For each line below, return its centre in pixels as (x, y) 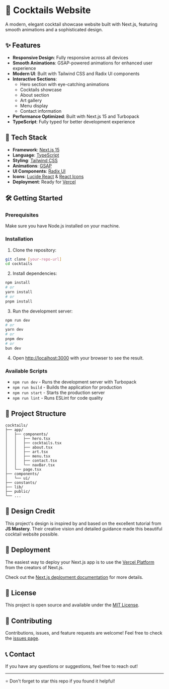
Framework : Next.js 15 (36, 149)
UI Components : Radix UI (39, 171)
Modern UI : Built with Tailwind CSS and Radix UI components (76, 73)
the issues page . (22, 638)
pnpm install (19, 301)
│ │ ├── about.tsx (29, 447)
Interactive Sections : (35, 79)
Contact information (41, 111)
